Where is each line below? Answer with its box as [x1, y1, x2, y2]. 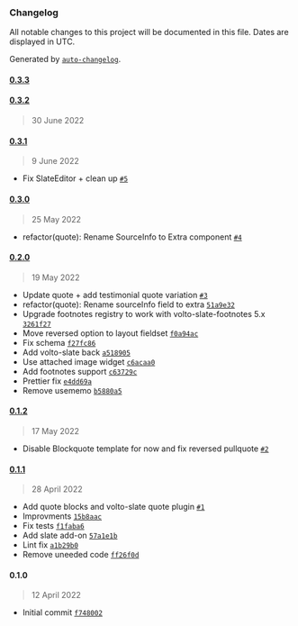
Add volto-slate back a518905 [22, 347, 131, 358]
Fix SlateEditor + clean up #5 [22, 173, 129, 184]
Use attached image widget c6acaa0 [22, 356, 156, 367]
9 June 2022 [31, 156, 79, 167]
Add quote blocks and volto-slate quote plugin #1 [22, 502, 205, 513]
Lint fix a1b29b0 [22, 540, 79, 550]
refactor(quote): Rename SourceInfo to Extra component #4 [22, 231, 243, 242]
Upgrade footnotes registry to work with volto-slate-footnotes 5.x [22, 308, 266, 319]
